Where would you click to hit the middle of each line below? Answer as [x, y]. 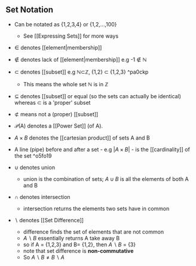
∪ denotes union [34, 167]
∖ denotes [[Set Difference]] [49, 220]
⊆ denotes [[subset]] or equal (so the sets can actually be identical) [98, 96]
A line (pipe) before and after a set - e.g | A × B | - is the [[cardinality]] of [102, 149]
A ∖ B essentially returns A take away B [71, 238]
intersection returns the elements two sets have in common [96, 208]
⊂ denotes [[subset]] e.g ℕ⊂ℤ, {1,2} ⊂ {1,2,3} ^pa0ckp [81, 72]
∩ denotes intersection [42, 197]
